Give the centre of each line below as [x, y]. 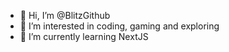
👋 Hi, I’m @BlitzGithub [65, 15]
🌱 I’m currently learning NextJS [84, 36]
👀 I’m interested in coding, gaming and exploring [119, 26]
